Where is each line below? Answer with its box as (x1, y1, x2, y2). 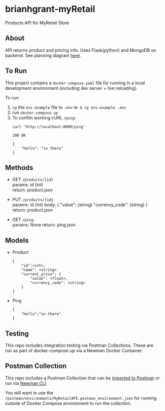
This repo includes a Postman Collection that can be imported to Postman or (5, 375, 160, 381)
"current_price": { (21, 272, 62, 277)
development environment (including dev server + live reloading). (5, 85, 138, 91)
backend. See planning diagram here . (5, 52, 81, 58)
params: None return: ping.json (12, 222, 76, 228)
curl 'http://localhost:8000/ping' (12, 124, 86, 129)
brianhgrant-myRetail (5, 3, 95, 15)
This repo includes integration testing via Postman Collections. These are (5, 342, 154, 348)
